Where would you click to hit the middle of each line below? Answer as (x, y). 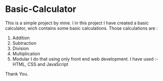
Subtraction (24, 43)
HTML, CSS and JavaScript (40, 64)
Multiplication (26, 54)
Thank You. (17, 74)
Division (20, 48)
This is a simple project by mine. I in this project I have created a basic (77, 23)
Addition (21, 38)
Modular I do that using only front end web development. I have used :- (85, 59)
